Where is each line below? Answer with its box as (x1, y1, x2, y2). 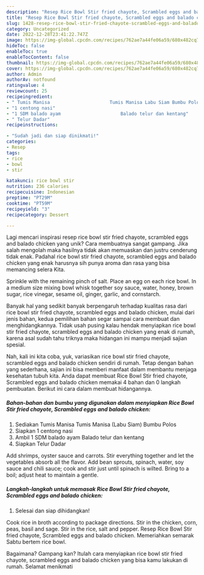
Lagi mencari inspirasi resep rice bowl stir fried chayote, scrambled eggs (6, 233, 189, 241)
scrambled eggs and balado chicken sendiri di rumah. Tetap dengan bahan (6, 359, 194, 367)
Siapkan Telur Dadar (15, 440, 67, 447)
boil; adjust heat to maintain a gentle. (6, 472, 99, 479)
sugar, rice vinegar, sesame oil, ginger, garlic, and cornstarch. (6, 291, 161, 298)
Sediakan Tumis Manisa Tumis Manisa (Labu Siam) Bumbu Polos (15, 421, 177, 429)
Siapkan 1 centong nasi (15, 427, 73, 435)
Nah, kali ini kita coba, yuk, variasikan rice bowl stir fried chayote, (6, 353, 171, 360)
